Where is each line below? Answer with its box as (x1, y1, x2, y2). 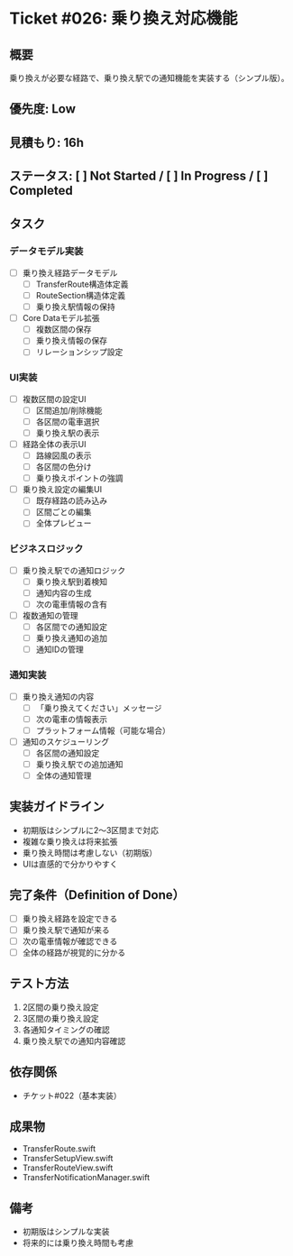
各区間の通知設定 (35, 747, 100, 758)
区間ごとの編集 (35, 507, 92, 518)
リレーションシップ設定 (35, 346, 124, 357)
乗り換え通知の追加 (35, 633, 108, 644)
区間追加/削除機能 (35, 405, 103, 416)
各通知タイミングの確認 (22, 1024, 110, 1035)
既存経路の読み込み (35, 495, 108, 506)
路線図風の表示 (35, 450, 92, 461)
